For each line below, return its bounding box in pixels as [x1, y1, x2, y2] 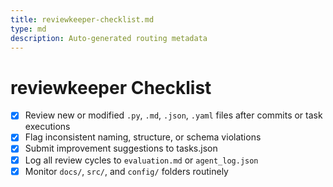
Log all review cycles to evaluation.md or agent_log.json [24, 154, 259, 166]
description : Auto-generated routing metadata [10, 33, 208, 43]
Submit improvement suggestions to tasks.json [24, 142, 218, 155]
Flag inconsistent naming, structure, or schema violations [24, 131, 262, 143]
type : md [10, 24, 47, 34]
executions [24, 121, 71, 133]
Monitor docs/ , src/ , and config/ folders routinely [24, 165, 229, 177]
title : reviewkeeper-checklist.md [10, 14, 155, 25]
